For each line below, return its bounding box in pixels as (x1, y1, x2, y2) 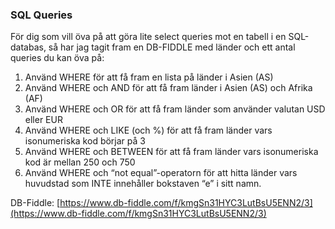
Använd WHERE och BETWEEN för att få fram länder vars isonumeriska (24, 146, 319, 158)
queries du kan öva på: (10, 52, 105, 64)
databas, (10, 41, 47, 53)
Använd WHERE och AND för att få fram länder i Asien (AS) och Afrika (24, 82, 313, 94)
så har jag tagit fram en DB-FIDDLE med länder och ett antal (48, 41, 296, 53)
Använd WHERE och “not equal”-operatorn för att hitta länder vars (24, 167, 298, 179)
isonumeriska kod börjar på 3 (24, 135, 146, 147)
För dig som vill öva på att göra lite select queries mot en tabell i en (10, 31, 287, 43)
